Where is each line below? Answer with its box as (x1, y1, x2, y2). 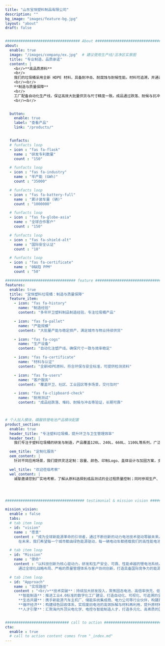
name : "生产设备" (18, 341, 51, 346)
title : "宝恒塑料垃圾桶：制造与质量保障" (9, 292, 84, 297)
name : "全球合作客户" (14, 220, 56, 225)
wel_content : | (9, 472, 41, 477)
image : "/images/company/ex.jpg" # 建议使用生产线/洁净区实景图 (9, 52, 137, 57)
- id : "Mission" (9, 552, 43, 558)
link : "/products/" (14, 125, 54, 130)
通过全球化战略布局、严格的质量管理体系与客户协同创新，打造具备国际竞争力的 (18, 566, 154, 571)
